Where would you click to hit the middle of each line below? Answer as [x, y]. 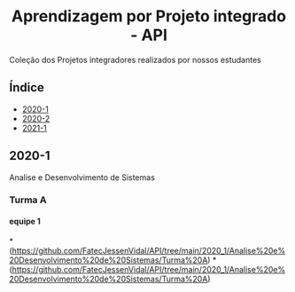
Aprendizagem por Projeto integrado [149, 16]
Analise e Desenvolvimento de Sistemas [82, 177]
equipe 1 [25, 221]
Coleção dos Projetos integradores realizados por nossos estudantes [135, 59]
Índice [27, 87]
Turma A [28, 200]
